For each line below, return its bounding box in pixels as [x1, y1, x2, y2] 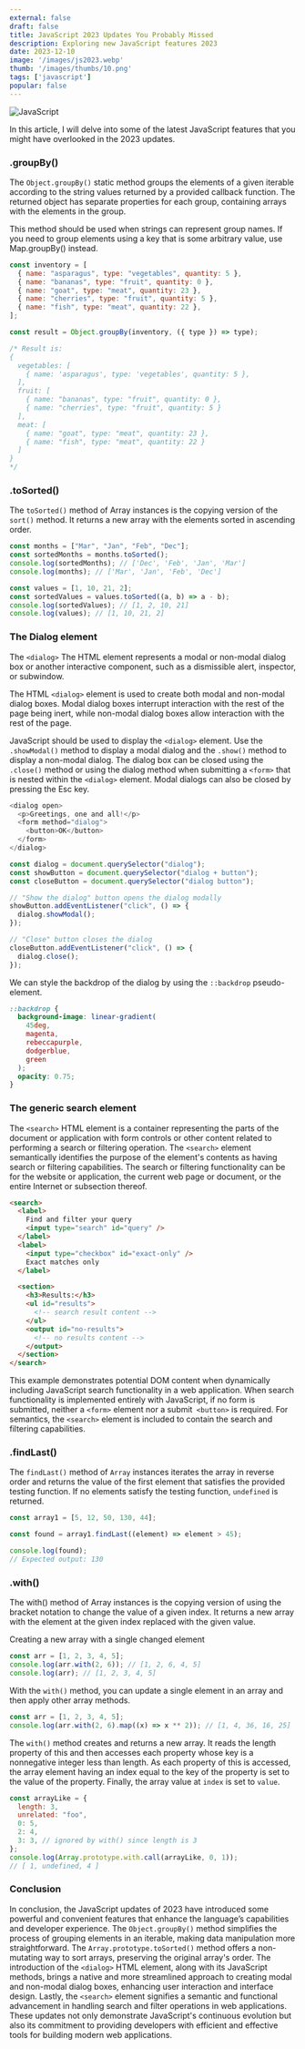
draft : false [9, 22, 59, 31]
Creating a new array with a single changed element [9, 1634, 205, 1645]
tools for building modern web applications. [9, 2029, 173, 2040]
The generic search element [9, 1102, 137, 1115]
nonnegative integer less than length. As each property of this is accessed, [9, 1757, 291, 1768]
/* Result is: [9, 343, 64, 353]
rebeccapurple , [25, 1038, 84, 1047]
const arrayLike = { [9, 1793, 88, 1803]
